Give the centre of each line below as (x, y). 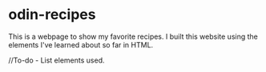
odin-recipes (52, 15)
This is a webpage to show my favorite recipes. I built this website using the (133, 36)
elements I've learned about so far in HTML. (81, 44)
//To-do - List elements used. (56, 60)
